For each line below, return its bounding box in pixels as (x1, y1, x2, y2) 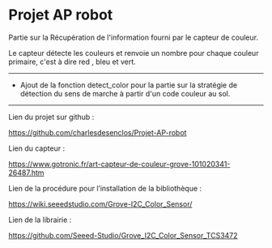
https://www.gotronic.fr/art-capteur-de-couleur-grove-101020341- (8, 159, 231, 169)
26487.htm (8, 168, 45, 177)
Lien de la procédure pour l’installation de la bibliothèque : (8, 183, 202, 193)
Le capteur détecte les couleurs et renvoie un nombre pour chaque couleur (8, 48, 259, 58)
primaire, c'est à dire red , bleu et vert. (8, 57, 136, 66)
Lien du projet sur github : (8, 112, 95, 122)
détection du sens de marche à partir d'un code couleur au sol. (19, 88, 231, 98)
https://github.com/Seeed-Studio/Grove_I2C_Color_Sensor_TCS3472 (8, 230, 238, 240)
